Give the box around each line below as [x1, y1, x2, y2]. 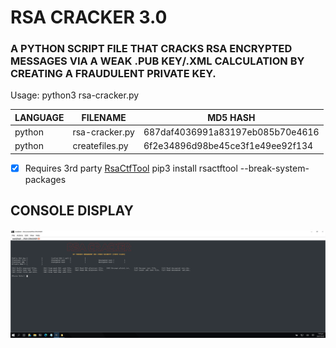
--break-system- [239, 162, 310, 174]
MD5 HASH [207, 111, 256, 123]
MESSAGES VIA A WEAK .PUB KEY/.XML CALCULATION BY [10, 54, 305, 68]
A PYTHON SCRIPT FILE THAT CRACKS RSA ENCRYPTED [10, 42, 293, 56]
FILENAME [81, 111, 127, 123]
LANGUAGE [14, 111, 65, 123]
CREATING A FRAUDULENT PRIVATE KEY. [10, 67, 217, 81]
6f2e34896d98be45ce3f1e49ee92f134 [143, 140, 314, 152]
